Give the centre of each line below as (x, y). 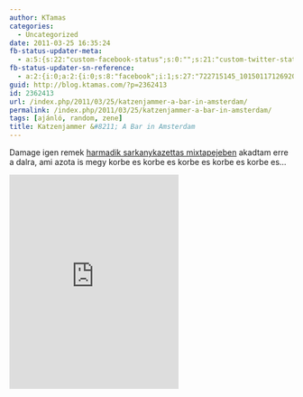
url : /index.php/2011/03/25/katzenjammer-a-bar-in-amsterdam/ (129, 102)
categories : (32, 26)
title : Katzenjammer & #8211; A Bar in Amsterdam (102, 127)
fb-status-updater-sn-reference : (72, 69)
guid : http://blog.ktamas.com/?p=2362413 (88, 85)
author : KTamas (38, 18)
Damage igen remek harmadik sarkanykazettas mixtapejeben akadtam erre (149, 152)
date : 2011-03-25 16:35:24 (60, 43)
